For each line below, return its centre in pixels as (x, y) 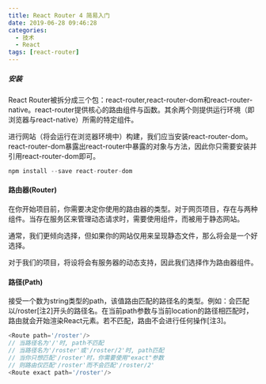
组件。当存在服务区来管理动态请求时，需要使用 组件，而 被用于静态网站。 (126, 219)
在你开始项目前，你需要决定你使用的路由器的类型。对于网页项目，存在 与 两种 (133, 209)
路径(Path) (26, 282)
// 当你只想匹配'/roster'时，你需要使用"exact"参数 (86, 358)
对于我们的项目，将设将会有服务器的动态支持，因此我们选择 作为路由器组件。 (133, 262)
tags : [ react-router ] (44, 52)
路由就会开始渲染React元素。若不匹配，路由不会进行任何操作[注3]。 (120, 321)
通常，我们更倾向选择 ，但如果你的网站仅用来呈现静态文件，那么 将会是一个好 (133, 236)
